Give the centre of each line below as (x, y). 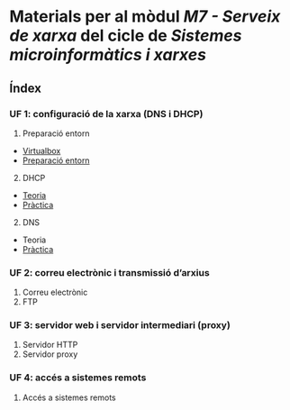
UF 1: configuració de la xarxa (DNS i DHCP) (106, 114)
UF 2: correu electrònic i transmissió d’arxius (109, 272)
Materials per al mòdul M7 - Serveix (145, 17)
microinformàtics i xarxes (108, 55)
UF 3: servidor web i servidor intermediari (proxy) (120, 325)
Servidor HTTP (50, 345)
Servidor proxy (50, 354)
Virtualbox (41, 150)
